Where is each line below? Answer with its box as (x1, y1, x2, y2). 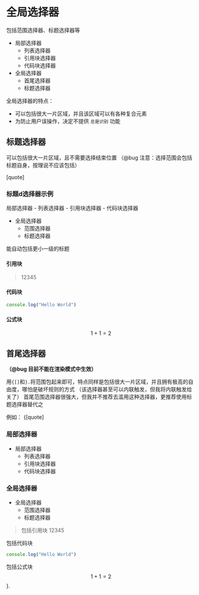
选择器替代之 (11, 401, 43, 408)
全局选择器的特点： (6, 97, 54, 104)
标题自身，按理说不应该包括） (6, 161, 80, 168)
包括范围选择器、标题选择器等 (6, 26, 80, 34)
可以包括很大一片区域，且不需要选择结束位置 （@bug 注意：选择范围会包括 (6, 154, 192, 161)
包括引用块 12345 (20, 526, 64, 534)
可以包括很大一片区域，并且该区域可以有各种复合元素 (14, 109, 147, 117)
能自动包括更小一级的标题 (6, 245, 70, 253)
